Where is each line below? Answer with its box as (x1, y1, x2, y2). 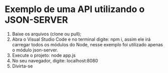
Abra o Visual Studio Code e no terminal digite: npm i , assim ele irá (12, 36, 151, 42)
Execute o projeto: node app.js (12, 52, 76, 58)
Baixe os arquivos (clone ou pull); (12, 31, 82, 37)
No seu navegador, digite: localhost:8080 (12, 57, 98, 63)
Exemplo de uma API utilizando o (5, 4, 145, 15)
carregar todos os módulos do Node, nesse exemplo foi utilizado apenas (12, 41, 163, 47)
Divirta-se (12, 63, 33, 69)
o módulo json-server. (12, 47, 59, 53)
